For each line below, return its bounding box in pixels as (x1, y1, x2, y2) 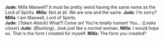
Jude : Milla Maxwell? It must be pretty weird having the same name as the (5, 4, 156, 10)
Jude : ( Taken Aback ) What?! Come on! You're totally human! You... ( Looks (5, 20, 156, 26)
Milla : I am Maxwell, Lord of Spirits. (5, 15, 77, 20)
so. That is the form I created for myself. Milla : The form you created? (5, 31, 147, 36)
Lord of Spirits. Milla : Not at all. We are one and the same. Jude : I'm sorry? (5, 9, 157, 15)
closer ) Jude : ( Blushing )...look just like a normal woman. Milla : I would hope (5, 25, 159, 31)
